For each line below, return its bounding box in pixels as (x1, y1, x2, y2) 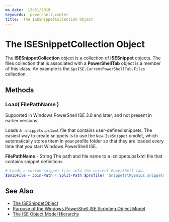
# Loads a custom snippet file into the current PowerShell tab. (5, 168, 145, 173)
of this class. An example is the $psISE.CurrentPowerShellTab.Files (5, 66, 145, 72)
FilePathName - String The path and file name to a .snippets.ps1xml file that (5, 153, 162, 159)
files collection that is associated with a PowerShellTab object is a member (5, 60, 161, 66)
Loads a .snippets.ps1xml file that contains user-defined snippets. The (5, 127, 152, 133)
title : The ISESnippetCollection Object (5, 17, 94, 22)
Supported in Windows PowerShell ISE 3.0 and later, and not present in (5, 112, 152, 118)
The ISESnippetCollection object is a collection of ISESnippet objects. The (5, 55, 161, 61)
